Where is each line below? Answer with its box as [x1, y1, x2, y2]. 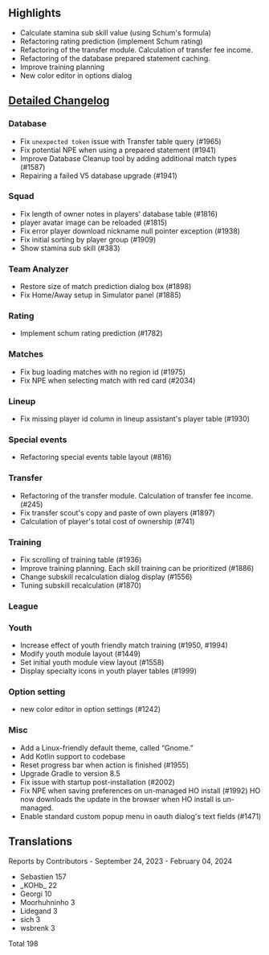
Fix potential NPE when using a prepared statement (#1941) [19, 145, 217, 155]
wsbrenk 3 [19, 923, 55, 932]
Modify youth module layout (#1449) [19, 649, 141, 659]
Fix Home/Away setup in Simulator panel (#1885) [19, 290, 182, 300]
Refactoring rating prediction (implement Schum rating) [19, 36, 203, 46]
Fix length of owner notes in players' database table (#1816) [19, 209, 218, 218]
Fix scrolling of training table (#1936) [19, 555, 142, 564]
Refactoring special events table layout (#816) [19, 453, 172, 462]
